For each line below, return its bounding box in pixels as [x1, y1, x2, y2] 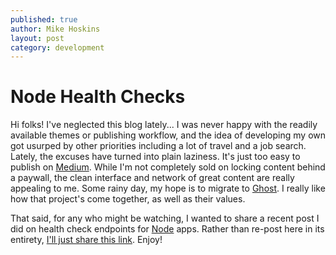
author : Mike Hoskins [10, 24, 101, 34]
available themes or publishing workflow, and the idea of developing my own [10, 129, 327, 141]
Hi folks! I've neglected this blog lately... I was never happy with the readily [10, 119, 318, 131]
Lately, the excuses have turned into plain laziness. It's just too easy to [10, 151, 301, 163]
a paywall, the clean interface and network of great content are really [10, 172, 295, 184]
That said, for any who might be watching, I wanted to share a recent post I [10, 212, 320, 225]
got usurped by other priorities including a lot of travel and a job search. [10, 140, 307, 152]
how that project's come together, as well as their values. [10, 193, 246, 205]
